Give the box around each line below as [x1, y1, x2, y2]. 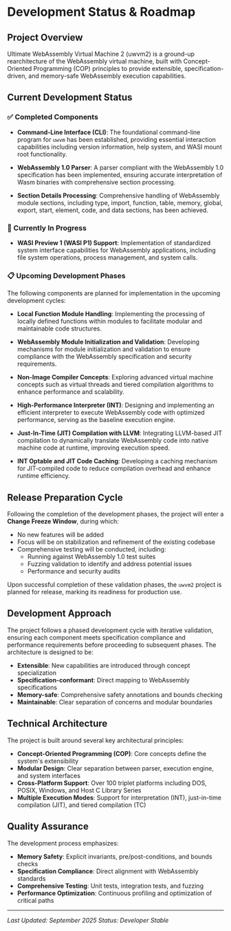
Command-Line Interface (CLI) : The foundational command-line [16, 128, 201, 136]
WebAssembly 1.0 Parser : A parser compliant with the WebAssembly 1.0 [16, 163, 224, 171]
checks [16, 859, 38, 868]
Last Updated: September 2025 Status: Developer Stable [7, 916, 169, 924]
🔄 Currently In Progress [7, 223, 87, 233]
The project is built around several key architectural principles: [7, 736, 184, 744]
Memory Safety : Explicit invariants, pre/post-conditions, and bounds [16, 852, 212, 861]
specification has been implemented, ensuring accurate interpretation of [16, 170, 223, 179]
